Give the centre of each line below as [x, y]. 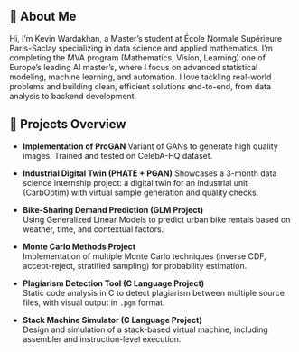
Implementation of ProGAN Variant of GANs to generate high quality [150, 146]
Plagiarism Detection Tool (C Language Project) [113, 283]
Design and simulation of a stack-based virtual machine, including [145, 329]
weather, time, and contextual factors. [93, 229]
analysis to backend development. [73, 96]
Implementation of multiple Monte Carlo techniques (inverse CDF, [144, 256]
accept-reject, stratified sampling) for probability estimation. [135, 265]
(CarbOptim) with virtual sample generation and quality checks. [140, 192]
